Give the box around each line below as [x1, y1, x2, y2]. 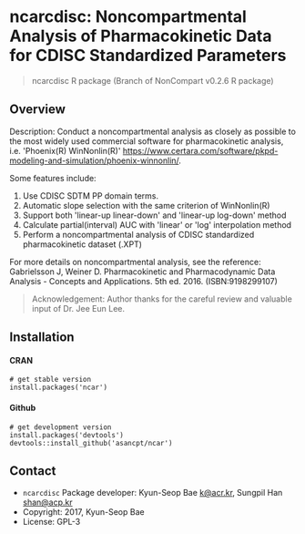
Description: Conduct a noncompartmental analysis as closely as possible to [9, 126, 296, 137]
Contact [9, 463, 56, 478]
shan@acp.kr [22, 497, 73, 508]
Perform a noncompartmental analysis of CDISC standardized [22, 229, 255, 240]
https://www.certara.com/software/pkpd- [122, 145, 279, 156]
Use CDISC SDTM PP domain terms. [22, 190, 159, 201]
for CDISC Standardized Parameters [9, 46, 287, 66]
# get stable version [9, 375, 92, 385]
